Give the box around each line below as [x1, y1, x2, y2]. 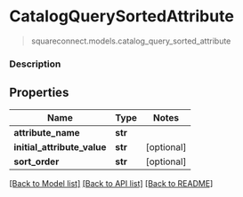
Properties [9, 85, 69, 100]
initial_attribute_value [13, 140, 107, 153]
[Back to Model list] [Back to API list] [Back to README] [9, 177, 214, 188]
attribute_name [13, 126, 80, 138]
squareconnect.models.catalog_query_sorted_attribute [30, 35, 231, 46]
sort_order [13, 155, 60, 168]
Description [9, 58, 61, 70]
